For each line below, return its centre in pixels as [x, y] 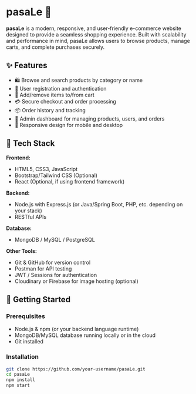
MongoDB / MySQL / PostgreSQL [55, 239]
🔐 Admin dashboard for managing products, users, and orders [89, 118]
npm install [21, 380]
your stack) [28, 211]
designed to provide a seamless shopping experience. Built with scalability [96, 34]
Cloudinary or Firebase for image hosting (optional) [77, 281]
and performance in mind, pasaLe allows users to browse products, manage [98, 41]
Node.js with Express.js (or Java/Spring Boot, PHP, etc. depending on [99, 204]
